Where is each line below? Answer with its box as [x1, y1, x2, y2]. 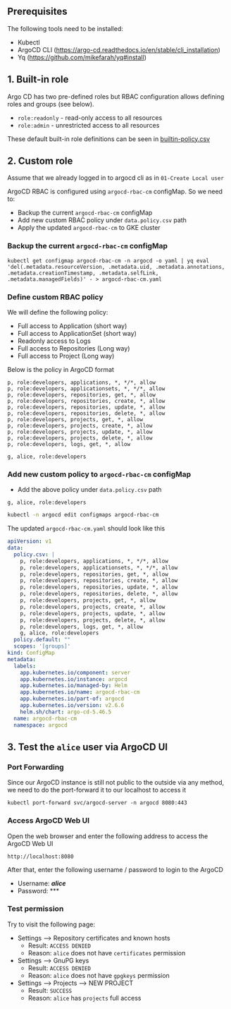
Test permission [7, 904, 64, 914]
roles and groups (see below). [7, 99, 94, 108]
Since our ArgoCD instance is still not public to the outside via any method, [7, 778, 224, 787]
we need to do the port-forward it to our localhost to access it [7, 786, 187, 794]
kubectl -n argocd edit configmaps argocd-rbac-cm [7, 512, 159, 519]
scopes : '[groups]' [13, 643, 71, 650]
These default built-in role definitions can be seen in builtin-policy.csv [7, 134, 210, 143]
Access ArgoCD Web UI [7, 816, 90, 826]
